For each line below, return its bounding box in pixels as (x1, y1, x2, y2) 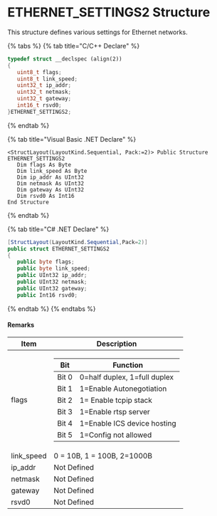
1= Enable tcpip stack (79, 395, 153, 405)
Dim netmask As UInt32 (16, 179, 84, 187)
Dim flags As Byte (16, 161, 72, 168)
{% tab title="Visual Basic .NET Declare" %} (7, 135, 137, 143)
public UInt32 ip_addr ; (16, 272, 88, 279)
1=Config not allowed (79, 430, 152, 440)
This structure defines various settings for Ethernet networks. (7, 28, 189, 36)
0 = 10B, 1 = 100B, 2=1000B (53, 451, 153, 460)
